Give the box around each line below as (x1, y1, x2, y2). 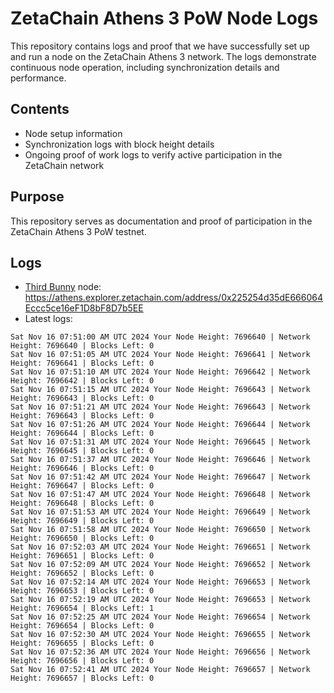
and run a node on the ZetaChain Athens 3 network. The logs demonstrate (10, 50, 317, 62)
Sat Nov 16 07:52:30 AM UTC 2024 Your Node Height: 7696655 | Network (10, 630, 311, 640)
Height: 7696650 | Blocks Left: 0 (10, 533, 155, 544)
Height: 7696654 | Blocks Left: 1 (10, 603, 155, 614)
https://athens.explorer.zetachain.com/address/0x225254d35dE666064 (24, 292, 323, 304)
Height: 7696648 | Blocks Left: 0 (10, 498, 155, 509)
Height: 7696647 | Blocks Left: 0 (10, 481, 155, 491)
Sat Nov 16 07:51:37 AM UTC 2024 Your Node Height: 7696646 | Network (10, 455, 311, 465)
